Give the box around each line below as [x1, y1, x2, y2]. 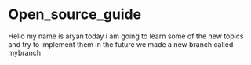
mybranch [8, 48, 42, 57]
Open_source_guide [8, 5, 142, 23]
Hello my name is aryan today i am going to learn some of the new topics [8, 31, 244, 41]
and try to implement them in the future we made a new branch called [8, 39, 234, 49]
